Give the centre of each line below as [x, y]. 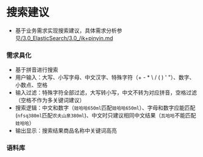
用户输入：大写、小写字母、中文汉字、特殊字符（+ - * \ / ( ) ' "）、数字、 [105, 77]
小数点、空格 [31, 85]
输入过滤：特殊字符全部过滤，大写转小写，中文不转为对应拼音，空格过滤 [106, 92]
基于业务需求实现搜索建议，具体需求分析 [66, 30]
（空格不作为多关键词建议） [50, 100]
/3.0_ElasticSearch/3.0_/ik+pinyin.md [67, 38]
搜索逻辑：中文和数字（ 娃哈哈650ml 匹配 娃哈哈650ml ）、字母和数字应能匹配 [105, 108]
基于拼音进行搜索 [37, 70]
